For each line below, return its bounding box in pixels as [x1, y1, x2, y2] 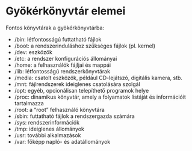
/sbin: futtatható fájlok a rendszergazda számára [14, 112, 135, 120]
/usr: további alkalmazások [14, 131, 81, 139]
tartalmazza [14, 99, 45, 106]
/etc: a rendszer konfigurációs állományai [14, 55, 117, 62]
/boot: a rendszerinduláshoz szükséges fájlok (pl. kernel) [14, 42, 156, 49]
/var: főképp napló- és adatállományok [14, 138, 111, 145]
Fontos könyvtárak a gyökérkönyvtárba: [5, 24, 105, 31]
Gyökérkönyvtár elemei [5, 4, 126, 18]
